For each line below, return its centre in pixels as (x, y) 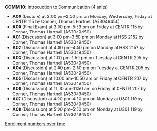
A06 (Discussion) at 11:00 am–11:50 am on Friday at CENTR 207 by (79, 89)
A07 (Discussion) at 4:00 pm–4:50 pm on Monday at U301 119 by (77, 99)
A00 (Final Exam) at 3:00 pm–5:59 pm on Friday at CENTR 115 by (77, 27)
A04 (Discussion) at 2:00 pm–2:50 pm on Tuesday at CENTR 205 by (81, 68)
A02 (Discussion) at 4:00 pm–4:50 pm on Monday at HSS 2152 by (78, 47)
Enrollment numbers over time (35, 124)
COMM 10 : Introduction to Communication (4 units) (57, 7)
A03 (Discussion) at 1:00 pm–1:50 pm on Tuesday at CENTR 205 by (80, 57)
